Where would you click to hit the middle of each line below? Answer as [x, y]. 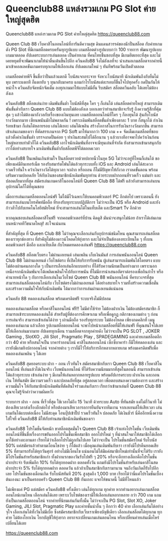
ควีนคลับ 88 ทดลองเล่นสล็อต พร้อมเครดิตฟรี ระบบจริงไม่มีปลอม [58, 298]
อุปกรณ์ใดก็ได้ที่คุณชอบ [25, 186]
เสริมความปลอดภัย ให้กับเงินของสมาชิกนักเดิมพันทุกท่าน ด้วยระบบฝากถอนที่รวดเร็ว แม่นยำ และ [83, 175]
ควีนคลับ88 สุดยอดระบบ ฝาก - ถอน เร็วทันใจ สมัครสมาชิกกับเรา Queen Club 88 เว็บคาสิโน [84, 363]
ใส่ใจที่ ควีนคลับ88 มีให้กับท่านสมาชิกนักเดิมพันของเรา [50, 418]
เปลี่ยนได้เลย [16, 523]
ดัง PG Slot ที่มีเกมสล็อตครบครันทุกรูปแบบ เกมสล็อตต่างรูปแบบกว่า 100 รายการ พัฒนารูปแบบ [84, 49]
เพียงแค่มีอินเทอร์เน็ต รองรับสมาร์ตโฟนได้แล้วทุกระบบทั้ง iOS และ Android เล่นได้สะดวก [79, 164]
